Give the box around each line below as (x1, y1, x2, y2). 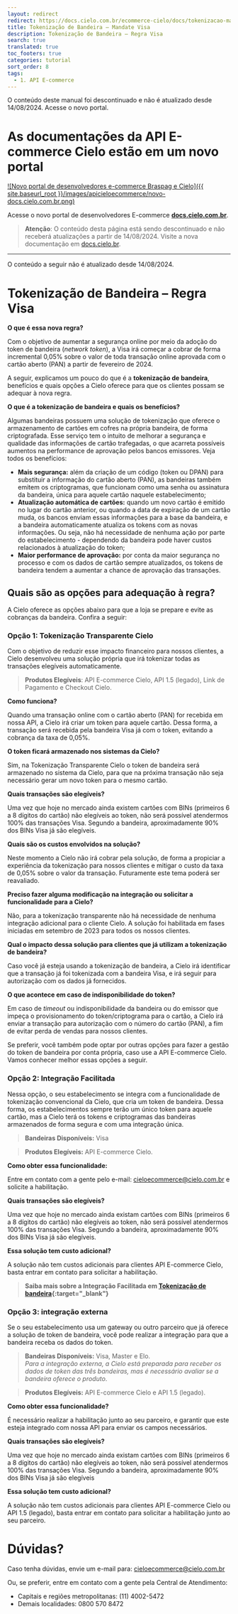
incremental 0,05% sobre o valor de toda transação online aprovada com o (7, 352, 226, 361)
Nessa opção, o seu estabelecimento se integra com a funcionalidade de (7, 1090, 220, 1098)
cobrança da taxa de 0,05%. (7, 733, 91, 742)
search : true (7, 37, 46, 44)
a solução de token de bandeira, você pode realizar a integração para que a (7, 1330, 229, 1339)
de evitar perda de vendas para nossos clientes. (7, 1027, 148, 1036)
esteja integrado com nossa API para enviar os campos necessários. (7, 1423, 208, 1431)
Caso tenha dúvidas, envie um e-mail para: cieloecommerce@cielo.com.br (7, 1564, 225, 1573)
